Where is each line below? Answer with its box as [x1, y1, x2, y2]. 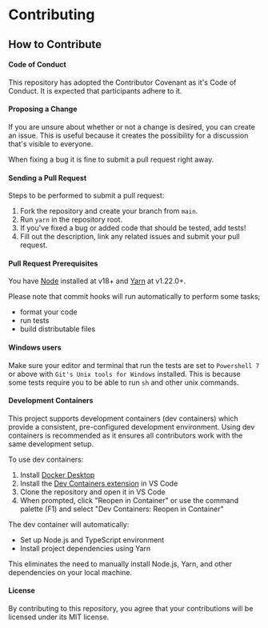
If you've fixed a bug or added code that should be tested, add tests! [19, 223, 246, 233]
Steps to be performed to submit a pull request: [8, 190, 165, 201]
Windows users [8, 342, 62, 352]
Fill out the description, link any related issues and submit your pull [19, 232, 240, 242]
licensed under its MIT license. [8, 612, 110, 622]
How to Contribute [8, 38, 102, 51]
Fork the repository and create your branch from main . [19, 206, 198, 216]
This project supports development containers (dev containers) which [8, 414, 238, 423]
